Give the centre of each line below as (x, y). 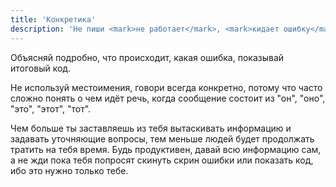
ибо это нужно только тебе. (69, 170)
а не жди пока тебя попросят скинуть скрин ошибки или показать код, (162, 160)
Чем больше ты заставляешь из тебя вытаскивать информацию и (151, 128)
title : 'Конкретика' (53, 19)
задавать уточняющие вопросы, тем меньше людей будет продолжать (162, 138)
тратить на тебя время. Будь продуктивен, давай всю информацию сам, (166, 149)
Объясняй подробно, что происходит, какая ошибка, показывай (147, 57)
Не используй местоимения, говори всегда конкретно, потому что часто (166, 87)
